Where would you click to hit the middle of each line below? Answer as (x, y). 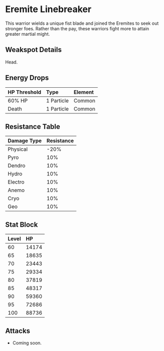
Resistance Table (33, 126)
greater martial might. (28, 34)
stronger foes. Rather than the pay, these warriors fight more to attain (77, 28)
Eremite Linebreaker (48, 9)
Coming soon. (27, 343)
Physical (18, 149)
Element (84, 92)
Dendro (17, 166)
